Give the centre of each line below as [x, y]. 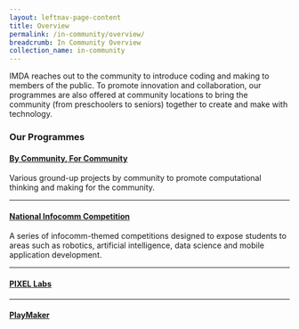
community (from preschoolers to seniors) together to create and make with [149, 104]
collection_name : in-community [67, 51]
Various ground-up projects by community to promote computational [135, 178]
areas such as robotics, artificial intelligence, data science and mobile [137, 245]
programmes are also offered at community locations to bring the [129, 95]
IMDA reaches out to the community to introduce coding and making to [139, 76]
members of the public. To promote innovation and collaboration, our [135, 86]
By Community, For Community [69, 158]
